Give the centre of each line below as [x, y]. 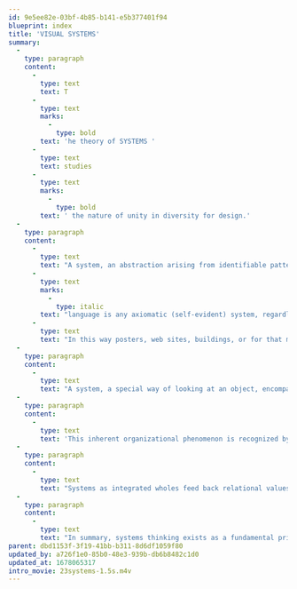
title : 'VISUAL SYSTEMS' [54, 34]
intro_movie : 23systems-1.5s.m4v [70, 571]
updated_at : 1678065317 [52, 562]
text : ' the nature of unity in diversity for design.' [145, 215]
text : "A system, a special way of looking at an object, [149, 389]
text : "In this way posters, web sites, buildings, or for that [161, 339]
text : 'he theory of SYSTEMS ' [98, 141]
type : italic [79, 306]
